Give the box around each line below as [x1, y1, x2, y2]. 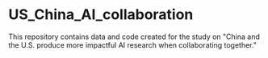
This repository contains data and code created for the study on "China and [8, 32, 260, 41]
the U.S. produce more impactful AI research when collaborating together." [8, 40, 257, 49]
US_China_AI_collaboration [8, 6, 194, 24]
